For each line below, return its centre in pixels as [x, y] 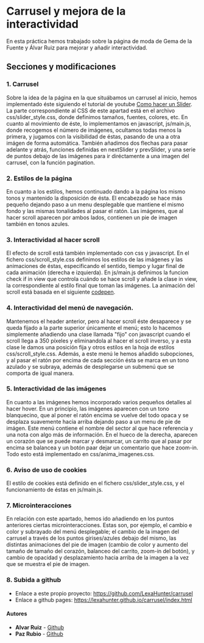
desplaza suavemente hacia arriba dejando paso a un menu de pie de [93, 421]
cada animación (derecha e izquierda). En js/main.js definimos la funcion [97, 272]
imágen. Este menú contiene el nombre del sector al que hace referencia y [100, 428]
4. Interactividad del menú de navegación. [70, 308]
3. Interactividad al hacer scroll [53, 239]
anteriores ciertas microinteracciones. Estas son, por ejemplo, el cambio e [99, 525]
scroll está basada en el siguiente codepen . [61, 292]
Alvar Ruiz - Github [40, 627]
